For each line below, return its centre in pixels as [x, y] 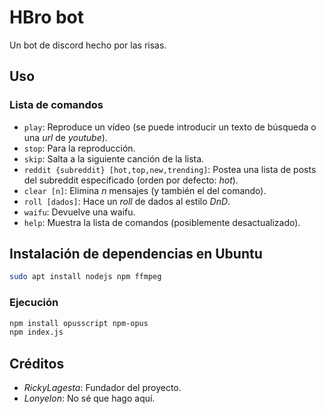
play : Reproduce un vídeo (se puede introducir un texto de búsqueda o [170, 127]
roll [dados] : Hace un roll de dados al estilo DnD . [127, 201]
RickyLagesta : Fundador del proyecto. [102, 388]
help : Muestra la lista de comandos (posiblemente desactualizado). [162, 222]
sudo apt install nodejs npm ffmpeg [85, 277]
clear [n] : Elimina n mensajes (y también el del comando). [145, 190]
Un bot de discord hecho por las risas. [88, 45]
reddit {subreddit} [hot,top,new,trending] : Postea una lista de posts [170, 169]
